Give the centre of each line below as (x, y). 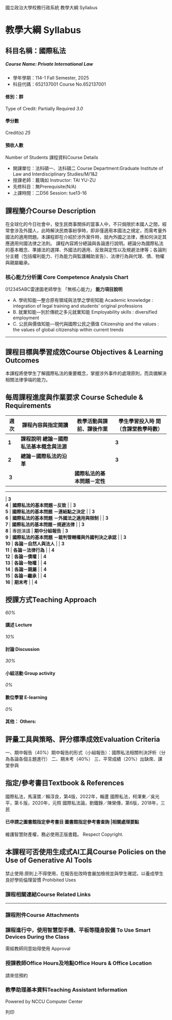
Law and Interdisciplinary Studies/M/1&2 (55, 174)
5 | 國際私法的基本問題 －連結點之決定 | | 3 (50, 511)
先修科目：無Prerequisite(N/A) (45, 187)
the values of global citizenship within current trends (68, 330)
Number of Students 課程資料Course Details (52, 158)
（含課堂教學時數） (139, 429)
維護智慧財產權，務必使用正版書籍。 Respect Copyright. (64, 834)
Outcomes (22, 360)
